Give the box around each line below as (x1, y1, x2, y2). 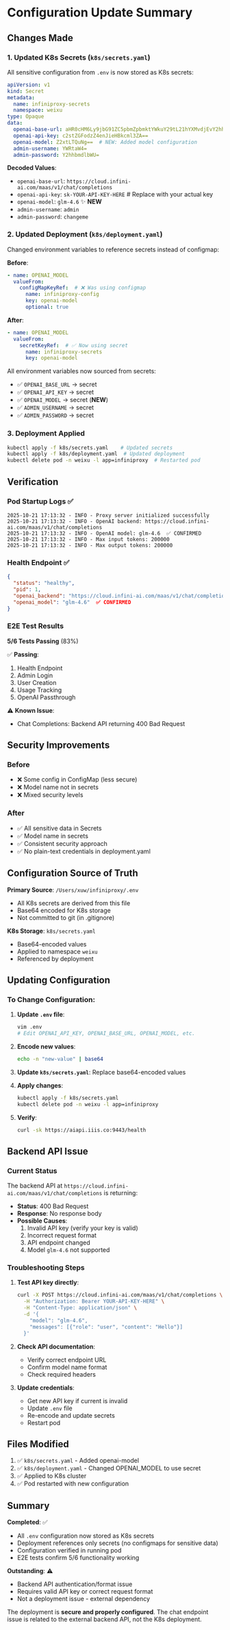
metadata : (7, 94, 36, 101)
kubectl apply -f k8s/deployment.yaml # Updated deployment (7, 451, 186, 457)
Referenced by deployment (16, 954, 94, 963)
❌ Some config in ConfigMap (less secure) (16, 775, 138, 783)
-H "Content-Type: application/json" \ (23, 1305, 138, 1312)
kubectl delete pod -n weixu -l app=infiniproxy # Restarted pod (7, 457, 201, 464)
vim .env (16, 1024, 42, 1031)
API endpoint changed (27, 1238, 90, 1247)
